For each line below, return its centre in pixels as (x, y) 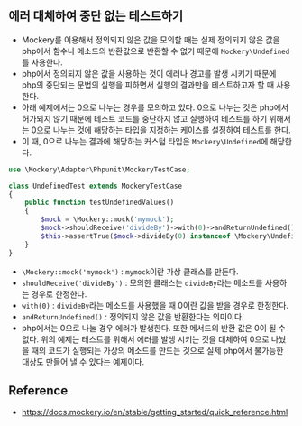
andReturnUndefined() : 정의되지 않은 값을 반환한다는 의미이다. (133, 316)
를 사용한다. (42, 62)
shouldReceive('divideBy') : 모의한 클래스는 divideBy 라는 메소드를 (142, 282)
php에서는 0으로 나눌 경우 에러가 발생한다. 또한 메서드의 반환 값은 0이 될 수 (153, 328)
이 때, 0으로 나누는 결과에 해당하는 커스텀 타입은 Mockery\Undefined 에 (145, 141)
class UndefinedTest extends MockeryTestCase (95, 186)
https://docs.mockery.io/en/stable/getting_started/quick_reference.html (155, 412)
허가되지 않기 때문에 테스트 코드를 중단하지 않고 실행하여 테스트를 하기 (144, 118)
